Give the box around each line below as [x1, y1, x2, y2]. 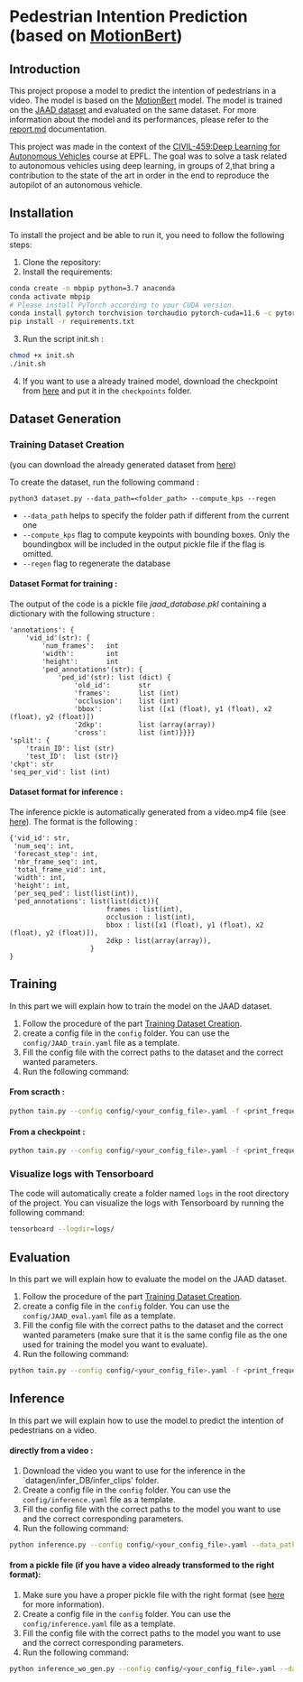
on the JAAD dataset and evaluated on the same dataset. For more [9, 105, 257, 115]
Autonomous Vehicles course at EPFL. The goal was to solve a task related [9, 151, 287, 162]
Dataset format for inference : [9, 787, 124, 798]
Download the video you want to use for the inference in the [22, 1465, 246, 1476]
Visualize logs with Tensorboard [9, 1167, 154, 1179]
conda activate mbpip [9, 291, 91, 301]
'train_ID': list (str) [25, 744, 115, 753]
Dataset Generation [9, 411, 122, 427]
